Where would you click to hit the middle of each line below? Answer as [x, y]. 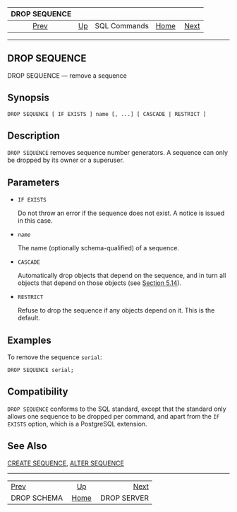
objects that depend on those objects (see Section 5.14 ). [99, 283]
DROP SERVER [124, 498]
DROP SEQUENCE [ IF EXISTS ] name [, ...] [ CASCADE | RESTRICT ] [107, 114]
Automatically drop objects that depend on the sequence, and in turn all [122, 276]
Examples [29, 340]
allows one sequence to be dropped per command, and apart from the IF [114, 416]
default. [29, 318]
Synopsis [28, 98]
